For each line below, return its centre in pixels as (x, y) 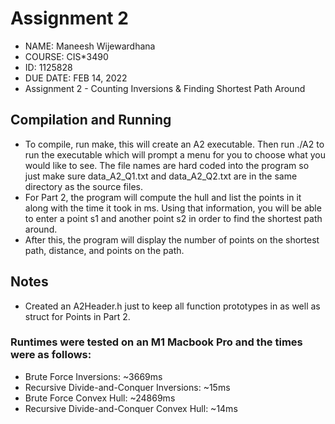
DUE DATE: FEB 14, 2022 (76, 78)
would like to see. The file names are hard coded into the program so (167, 165)
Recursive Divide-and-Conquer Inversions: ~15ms (127, 387)
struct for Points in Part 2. (77, 316)
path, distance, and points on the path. (104, 250)
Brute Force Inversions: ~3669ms (93, 376)
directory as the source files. (83, 186)
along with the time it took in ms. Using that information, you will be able (173, 208)
